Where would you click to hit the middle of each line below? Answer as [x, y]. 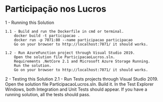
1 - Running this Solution [30, 22]
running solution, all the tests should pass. [48, 94]
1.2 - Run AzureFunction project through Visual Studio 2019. [70, 53]
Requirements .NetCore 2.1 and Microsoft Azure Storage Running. [82, 61]
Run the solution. [33, 65]
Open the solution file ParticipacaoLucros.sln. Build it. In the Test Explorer [79, 84]
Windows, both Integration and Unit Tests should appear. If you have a [76, 89]
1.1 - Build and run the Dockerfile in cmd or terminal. [65, 31]
